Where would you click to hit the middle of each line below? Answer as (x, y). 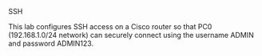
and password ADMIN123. (51, 43)
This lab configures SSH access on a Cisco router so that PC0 (110, 26)
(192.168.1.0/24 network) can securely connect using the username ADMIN (131, 35)
